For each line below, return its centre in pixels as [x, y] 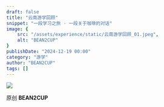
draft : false [23, 12]
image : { [17, 29]
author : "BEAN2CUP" [31, 63]
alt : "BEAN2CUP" [38, 40]
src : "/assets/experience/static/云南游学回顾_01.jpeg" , [88, 35]
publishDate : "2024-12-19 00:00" [49, 52]
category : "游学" [27, 57]
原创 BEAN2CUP [27, 98]
